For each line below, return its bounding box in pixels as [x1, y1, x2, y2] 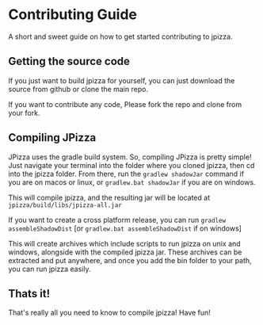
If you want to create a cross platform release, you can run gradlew [8, 215, 227, 224]
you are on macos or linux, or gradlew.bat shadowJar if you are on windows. [8, 177, 256, 187]
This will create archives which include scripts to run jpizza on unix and [8, 239, 241, 248]
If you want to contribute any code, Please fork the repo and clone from [8, 99, 242, 109]
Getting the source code [8, 55, 131, 68]
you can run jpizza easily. [8, 264, 91, 273]
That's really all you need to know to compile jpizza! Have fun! [8, 308, 212, 318]
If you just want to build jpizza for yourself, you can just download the [8, 75, 235, 85]
